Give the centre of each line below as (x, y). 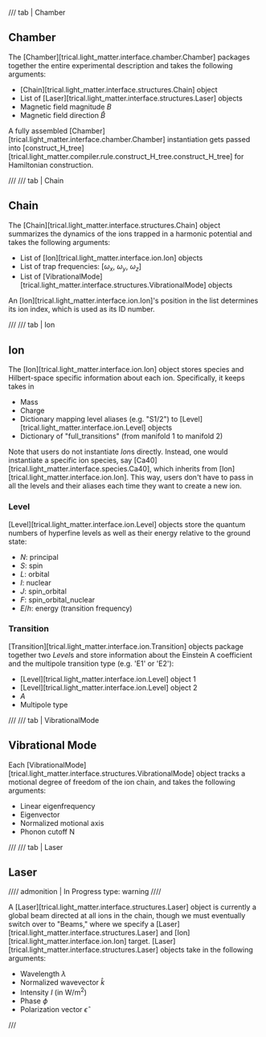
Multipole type (44, 704)
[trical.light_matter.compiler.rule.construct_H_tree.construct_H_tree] (121, 156)
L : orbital (35, 574)
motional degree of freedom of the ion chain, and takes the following (122, 782)
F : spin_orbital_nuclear (57, 599)
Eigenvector (40, 814)
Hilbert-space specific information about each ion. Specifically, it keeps (127, 378)
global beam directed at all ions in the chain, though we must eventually (127, 916)
